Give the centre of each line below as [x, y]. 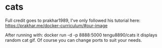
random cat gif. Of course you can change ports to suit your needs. [74, 40]
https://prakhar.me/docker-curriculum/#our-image [56, 25]
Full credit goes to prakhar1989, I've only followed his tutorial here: [73, 20]
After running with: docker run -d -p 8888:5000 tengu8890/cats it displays [81, 35]
